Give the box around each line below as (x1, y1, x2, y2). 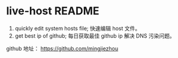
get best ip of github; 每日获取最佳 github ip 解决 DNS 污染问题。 (14, 32, 175, 39)
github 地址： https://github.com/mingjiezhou (6, 45, 119, 52)
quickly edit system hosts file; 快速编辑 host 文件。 (14, 25, 141, 32)
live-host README (6, 4, 100, 18)
